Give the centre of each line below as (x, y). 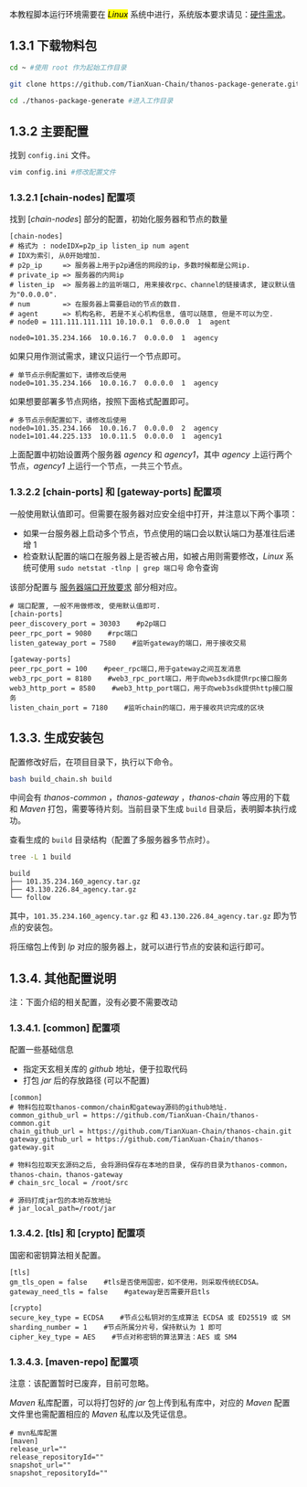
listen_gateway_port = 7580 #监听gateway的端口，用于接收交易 (128, 643)
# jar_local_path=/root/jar (63, 1209)
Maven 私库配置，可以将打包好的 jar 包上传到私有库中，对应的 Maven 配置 (150, 1402)
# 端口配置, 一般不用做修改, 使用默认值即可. (85, 606)
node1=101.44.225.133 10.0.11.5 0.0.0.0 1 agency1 (116, 437)
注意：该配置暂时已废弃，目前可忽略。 (81, 1383)
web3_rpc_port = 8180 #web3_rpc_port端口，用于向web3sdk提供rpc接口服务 (148, 679)
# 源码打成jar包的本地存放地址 (61, 1201)
